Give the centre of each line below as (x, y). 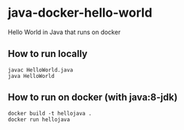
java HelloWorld (31, 76)
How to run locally (48, 54)
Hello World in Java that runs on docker (64, 32)
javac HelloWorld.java (40, 70)
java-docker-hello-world (80, 13)
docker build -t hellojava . (50, 113)
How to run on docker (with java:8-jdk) (93, 98)
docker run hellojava (39, 120)
